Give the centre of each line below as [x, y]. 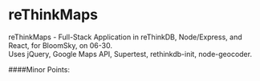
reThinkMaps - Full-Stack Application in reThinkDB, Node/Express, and [125, 37]
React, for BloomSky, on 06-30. [60, 45]
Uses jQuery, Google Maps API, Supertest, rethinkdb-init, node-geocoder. [130, 54]
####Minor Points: [39, 69]
